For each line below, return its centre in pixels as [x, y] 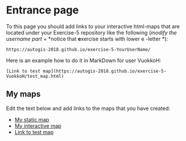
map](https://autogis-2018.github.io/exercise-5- [105, 71]
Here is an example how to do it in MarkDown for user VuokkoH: [84, 60]
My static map [32, 119]
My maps [23, 94]
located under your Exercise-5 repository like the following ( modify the [92, 32]
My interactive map [38, 126]
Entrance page [43, 10]
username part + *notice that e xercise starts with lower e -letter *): [87, 39]
